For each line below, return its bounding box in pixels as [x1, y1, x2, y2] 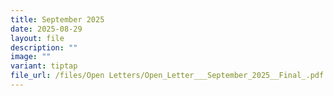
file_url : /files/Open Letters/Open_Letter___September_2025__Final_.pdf [10, 71, 325, 81]
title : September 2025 [10, 14, 105, 25]
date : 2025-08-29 [10, 24, 83, 34]
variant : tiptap [10, 61, 78, 71]
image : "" [10, 52, 52, 62]
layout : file [10, 33, 65, 43]
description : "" [10, 42, 78, 53]
